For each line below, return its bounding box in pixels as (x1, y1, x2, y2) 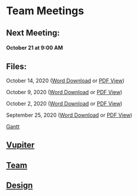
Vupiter (6, 140, 35, 150)
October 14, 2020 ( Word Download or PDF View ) (6, 77, 125, 84)
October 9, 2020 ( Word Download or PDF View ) (6, 88, 123, 95)
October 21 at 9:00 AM (6, 44, 63, 52)
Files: (6, 61, 27, 72)
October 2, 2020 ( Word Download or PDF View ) (6, 99, 123, 107)
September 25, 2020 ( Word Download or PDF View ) (6, 111, 133, 118)
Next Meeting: (6, 28, 60, 38)
